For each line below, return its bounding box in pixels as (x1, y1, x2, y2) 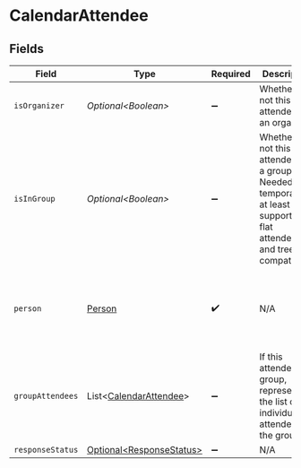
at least (259, 198, 291, 211)
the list (259, 395, 288, 408)
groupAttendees (13, 391, 79, 401)
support (259, 210, 293, 221)
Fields (9, 41, 45, 56)
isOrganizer (13, 100, 65, 110)
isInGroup (13, 194, 56, 204)
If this (259, 351, 284, 363)
